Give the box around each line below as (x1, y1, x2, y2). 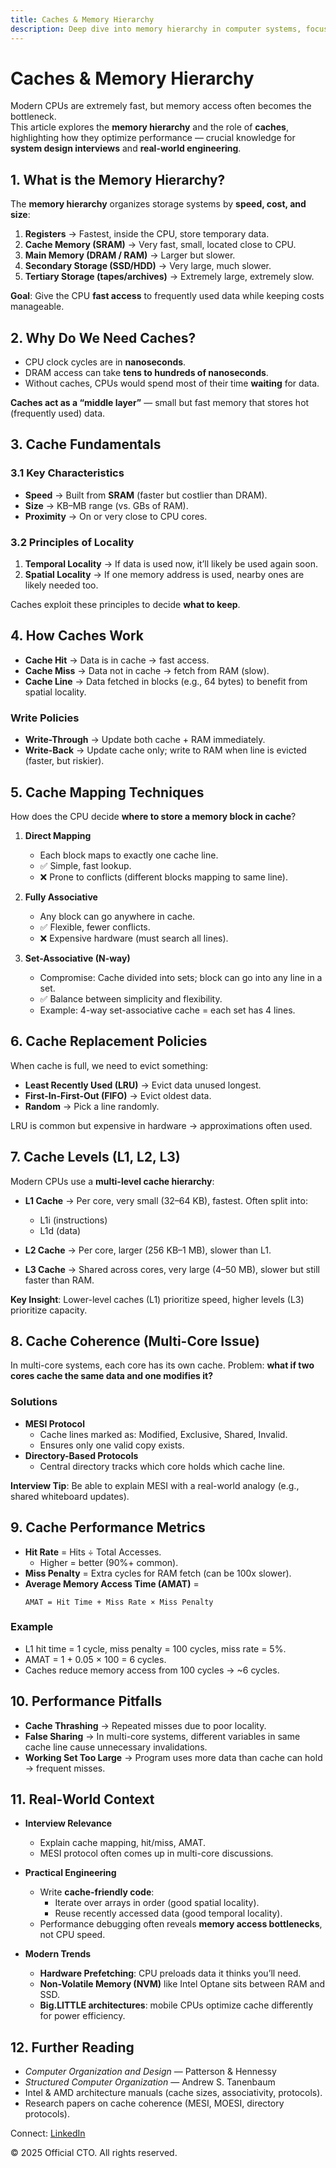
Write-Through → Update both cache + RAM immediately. (24, 734, 266, 746)
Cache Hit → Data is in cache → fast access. (24, 654, 210, 666)
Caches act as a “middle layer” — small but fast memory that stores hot (10, 397, 310, 409)
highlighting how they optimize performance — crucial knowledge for (10, 132, 296, 144)
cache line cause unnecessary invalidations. (24, 1741, 208, 1753)
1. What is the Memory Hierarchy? (10, 171, 226, 188)
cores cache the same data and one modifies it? (10, 1370, 213, 1382)
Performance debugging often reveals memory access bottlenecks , (39, 1918, 323, 1930)
